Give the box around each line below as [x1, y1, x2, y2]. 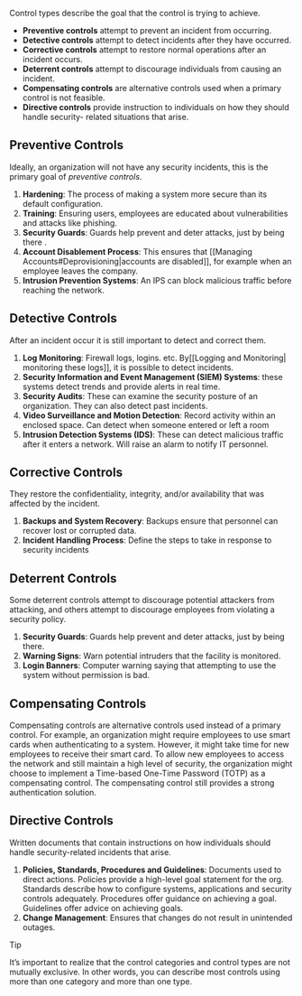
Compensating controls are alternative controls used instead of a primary [9, 720, 281, 731]
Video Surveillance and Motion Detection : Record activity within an [22, 410, 276, 421]
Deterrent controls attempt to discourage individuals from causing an [22, 63, 282, 74]
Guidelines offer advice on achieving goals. [22, 902, 184, 913]
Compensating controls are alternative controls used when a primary [22, 83, 282, 93]
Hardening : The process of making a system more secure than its [22, 189, 268, 200]
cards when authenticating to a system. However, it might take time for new [9, 740, 290, 750]
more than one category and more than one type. [9, 975, 192, 987]
